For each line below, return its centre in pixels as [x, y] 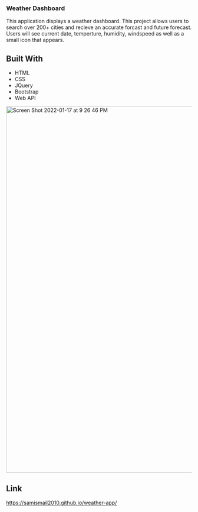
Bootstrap [27, 92]
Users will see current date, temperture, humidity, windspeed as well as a [95, 34]
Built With [24, 58]
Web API [25, 98]
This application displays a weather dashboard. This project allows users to [98, 21]
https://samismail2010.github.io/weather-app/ [62, 503]
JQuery [24, 86]
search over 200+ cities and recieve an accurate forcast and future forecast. [99, 27]
